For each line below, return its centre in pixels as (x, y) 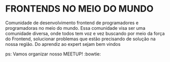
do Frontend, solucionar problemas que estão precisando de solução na (80, 39)
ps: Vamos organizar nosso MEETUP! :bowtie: (53, 54)
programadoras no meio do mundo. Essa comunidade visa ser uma (75, 28)
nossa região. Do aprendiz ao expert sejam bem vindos (63, 44)
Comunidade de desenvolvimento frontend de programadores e (72, 23)
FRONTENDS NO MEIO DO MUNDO (79, 9)
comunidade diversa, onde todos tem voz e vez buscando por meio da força (85, 33)
